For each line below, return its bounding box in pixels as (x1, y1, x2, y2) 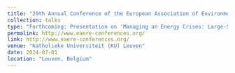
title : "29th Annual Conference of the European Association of (7, 10, 199, 17)
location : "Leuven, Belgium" (7, 56, 92, 63)
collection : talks (7, 17, 61, 24)
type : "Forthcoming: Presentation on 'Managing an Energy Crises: (7, 23, 205, 30)
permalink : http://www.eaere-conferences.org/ (7, 29, 145, 37)
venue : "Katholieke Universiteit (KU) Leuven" (7, 42, 145, 49)
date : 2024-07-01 (7, 49, 58, 56)
